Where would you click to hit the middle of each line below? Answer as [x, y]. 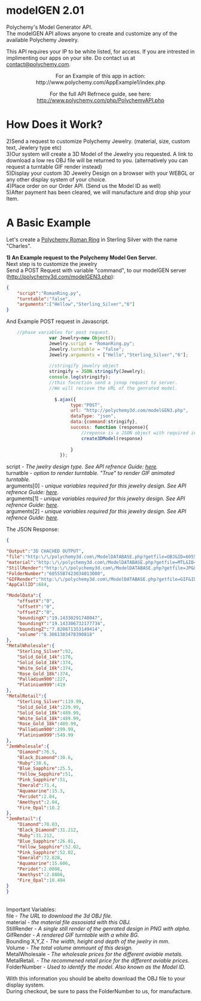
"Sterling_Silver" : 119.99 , [51, 701]
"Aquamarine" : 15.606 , [44, 863]
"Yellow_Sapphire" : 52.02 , [49, 847]
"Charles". [19, 246]
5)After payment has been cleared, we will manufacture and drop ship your [99, 192]
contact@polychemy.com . [38, 64]
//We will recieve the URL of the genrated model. [113, 388]
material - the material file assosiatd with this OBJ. [68, 922]
